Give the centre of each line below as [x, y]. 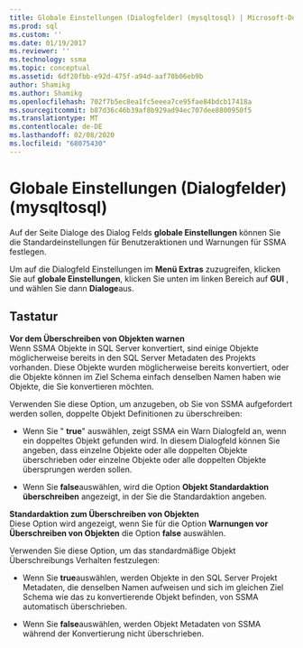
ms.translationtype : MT [54, 118]
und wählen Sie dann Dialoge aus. [72, 288]
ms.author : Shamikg [46, 93]
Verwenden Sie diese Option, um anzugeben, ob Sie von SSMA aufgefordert [151, 403]
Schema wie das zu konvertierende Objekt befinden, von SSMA [140, 597]
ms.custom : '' [36, 34]
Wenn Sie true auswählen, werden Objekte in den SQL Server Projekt [150, 578]
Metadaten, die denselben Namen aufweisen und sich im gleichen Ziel [153, 587]
